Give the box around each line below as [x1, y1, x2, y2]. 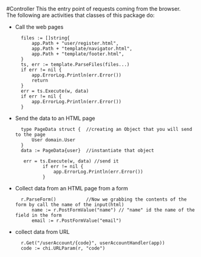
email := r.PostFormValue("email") [31, 218, 121, 224]
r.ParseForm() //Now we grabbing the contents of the [21, 196, 187, 202]
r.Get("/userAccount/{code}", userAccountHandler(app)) [21, 240, 165, 246]
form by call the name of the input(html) [15, 202, 124, 208]
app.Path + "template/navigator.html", [31, 45, 132, 52]
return [31, 78, 49, 84]
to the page [15, 132, 46, 138]
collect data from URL [15, 229, 70, 235]
